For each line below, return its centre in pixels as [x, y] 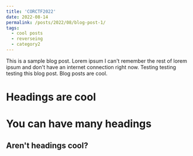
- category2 [26, 45]
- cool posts [27, 33]
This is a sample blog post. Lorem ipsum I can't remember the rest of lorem [96, 61]
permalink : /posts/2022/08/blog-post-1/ [56, 22]
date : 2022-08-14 [27, 17]
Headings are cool [51, 97]
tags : [13, 28]
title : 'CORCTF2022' [31, 11]
